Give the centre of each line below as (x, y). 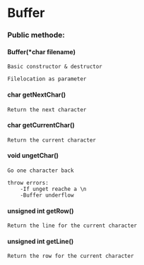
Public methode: (36, 35)
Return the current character (52, 140)
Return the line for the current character (72, 226)
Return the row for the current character (71, 256)
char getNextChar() (37, 94)
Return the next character (47, 110)
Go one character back (41, 171)
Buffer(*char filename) (42, 51)
